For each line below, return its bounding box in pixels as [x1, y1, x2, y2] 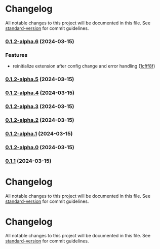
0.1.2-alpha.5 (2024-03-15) [5, 76, 74, 83]
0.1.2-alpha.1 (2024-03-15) [5, 130, 73, 137]
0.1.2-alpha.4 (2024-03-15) [5, 89, 75, 96]
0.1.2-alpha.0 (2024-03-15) [5, 144, 74, 151]
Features [5, 51, 28, 58]
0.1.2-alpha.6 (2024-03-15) [5, 38, 74, 45]
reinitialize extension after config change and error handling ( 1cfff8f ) [12, 63, 155, 69]
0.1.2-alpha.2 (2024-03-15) [5, 116, 74, 123]
